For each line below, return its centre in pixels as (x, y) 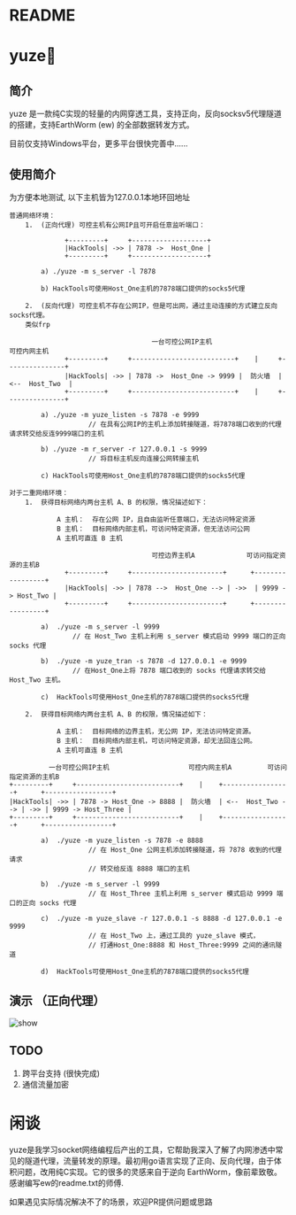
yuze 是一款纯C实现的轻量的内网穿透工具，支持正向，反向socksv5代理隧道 (146, 114)
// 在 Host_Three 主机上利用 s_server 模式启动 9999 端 (186, 894)
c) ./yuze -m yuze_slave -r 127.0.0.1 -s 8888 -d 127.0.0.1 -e (162, 918)
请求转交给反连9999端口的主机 (57, 434)
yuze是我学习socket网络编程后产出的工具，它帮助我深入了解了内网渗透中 (142, 1149)
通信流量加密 (45, 1084)
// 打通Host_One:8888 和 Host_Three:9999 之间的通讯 (182, 945)
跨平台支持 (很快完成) (61, 1073)
